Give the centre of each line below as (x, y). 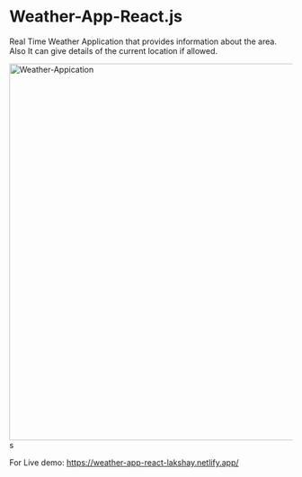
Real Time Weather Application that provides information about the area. (143, 41)
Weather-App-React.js (96, 17)
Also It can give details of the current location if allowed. (114, 50)
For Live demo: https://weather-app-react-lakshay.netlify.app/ (124, 462)
